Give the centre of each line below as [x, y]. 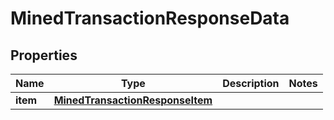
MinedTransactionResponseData [150, 18]
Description [251, 83]
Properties [44, 55]
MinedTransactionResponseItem [133, 100]
